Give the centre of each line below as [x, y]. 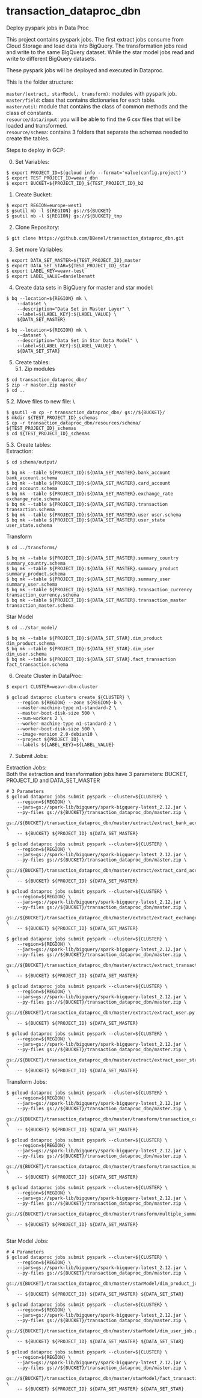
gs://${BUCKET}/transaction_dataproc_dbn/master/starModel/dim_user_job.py [103, 1331]
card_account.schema [32, 488]
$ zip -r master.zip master [41, 385]
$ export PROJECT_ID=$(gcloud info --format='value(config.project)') [96, 173]
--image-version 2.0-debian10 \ [57, 734]
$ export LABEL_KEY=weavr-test [45, 271]
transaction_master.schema [40, 605]
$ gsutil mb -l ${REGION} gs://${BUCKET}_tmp [64, 216]
